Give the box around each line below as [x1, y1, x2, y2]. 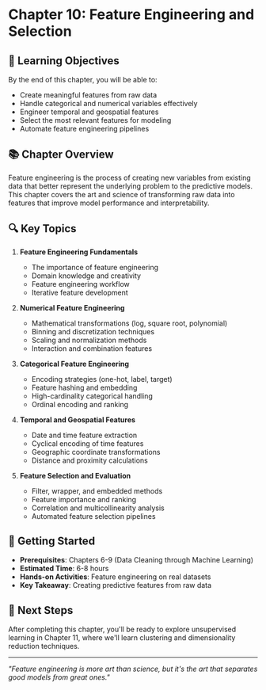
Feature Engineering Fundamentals [19, 247, 139, 257]
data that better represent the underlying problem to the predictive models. [8, 181, 253, 191]
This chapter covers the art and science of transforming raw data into [8, 189, 235, 199]
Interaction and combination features [31, 343, 153, 353]
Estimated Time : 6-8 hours [19, 564, 109, 574]
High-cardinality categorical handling [31, 391, 153, 401]
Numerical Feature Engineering [19, 303, 125, 312]
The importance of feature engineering [31, 262, 159, 272]
